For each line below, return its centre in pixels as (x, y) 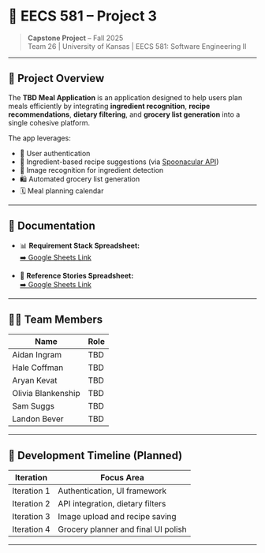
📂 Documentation (52, 226)
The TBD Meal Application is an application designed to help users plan (125, 97)
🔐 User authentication (55, 153)
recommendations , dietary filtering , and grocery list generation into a (124, 114)
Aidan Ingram (37, 355)
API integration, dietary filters (112, 504)
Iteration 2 (31, 504)
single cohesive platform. (49, 122)
